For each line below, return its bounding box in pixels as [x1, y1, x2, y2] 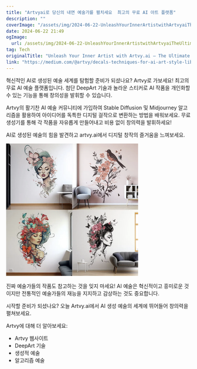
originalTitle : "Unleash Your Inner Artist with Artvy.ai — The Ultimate [6, 53, 191, 59]
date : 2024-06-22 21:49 [6, 28, 64, 34]
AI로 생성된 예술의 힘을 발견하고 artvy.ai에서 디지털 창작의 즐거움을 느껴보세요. [6, 131, 185, 138]
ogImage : [6, 34, 28, 41]
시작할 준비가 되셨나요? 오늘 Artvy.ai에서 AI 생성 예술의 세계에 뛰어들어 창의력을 [6, 302, 189, 309]
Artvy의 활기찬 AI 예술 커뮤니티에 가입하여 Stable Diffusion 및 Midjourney [6, 104, 177, 111]
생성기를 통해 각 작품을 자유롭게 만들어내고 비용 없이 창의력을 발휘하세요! [6, 118, 172, 126]
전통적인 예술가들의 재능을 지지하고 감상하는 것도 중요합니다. [21, 290, 159, 297]
